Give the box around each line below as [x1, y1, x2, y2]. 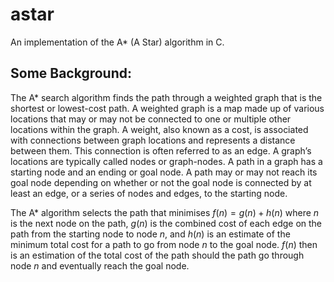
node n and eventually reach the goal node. [10, 259, 190, 272]
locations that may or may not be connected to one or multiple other [10, 113, 292, 125]
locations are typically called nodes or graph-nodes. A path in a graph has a [10, 155, 323, 167]
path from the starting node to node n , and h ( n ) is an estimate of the [10, 228, 291, 240]
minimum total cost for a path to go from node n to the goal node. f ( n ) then [10, 238, 318, 250]
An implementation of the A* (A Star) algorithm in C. [10, 36, 225, 48]
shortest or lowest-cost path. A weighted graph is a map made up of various [10, 102, 325, 114]
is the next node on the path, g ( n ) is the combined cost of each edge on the [10, 217, 323, 229]
